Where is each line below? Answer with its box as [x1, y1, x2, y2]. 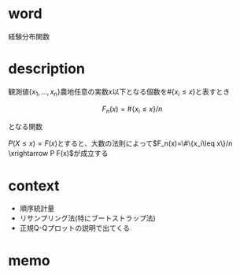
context [8, 176, 61, 194]
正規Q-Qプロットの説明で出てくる [19, 224, 130, 233]
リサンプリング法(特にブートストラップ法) [19, 213, 156, 223]
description [8, 60, 85, 78]
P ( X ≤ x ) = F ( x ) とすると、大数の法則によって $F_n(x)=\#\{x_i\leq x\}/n [8, 139, 233, 148]
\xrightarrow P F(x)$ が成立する [8, 149, 109, 158]
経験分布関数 [8, 31, 50, 41]
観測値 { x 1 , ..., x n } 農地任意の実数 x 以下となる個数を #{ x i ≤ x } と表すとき [8, 87, 231, 98]
